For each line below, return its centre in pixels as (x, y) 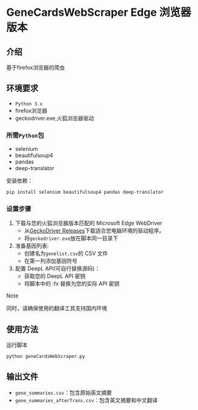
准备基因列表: (32, 246)
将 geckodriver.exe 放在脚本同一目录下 (71, 238)
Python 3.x (29, 104)
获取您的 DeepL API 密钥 (55, 276)
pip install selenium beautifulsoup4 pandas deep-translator (85, 192)
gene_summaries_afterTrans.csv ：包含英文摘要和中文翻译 (86, 400)
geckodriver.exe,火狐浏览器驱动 (54, 118)
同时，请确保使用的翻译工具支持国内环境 (57, 308)
